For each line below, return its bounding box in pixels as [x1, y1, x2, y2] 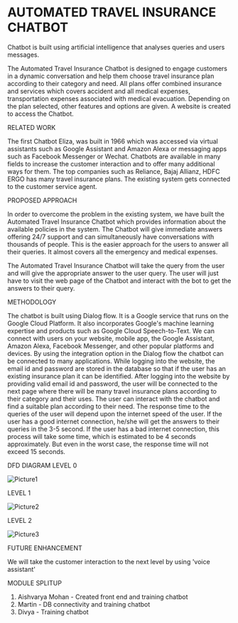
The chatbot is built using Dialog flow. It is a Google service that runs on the [7, 311, 229, 320]
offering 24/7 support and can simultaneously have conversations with [7, 232, 215, 241]
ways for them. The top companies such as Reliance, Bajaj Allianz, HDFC [7, 167, 220, 175]
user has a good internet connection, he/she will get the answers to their [7, 417, 220, 426]
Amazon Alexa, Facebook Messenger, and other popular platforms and [7, 342, 215, 350]
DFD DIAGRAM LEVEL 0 [7, 461, 77, 470]
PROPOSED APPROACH [7, 196, 77, 205]
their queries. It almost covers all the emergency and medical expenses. [7, 247, 218, 256]
